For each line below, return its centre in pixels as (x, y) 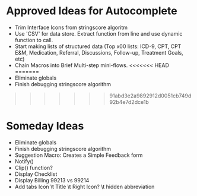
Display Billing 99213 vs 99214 (52, 180)
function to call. (34, 40)
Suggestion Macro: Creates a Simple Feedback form (79, 155)
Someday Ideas (45, 126)
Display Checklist (36, 174)
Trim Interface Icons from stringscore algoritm (71, 27)
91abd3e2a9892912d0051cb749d (150, 96)
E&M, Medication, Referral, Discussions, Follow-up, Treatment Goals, (99, 52)
